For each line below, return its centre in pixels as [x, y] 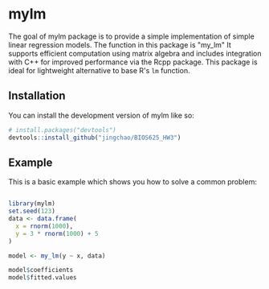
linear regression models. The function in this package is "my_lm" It [120, 44]
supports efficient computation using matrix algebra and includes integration [135, 53]
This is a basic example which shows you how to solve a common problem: [132, 182]
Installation [37, 96]
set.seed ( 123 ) [32, 211]
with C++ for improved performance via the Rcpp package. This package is [133, 62]
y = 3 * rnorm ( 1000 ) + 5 [57, 233]
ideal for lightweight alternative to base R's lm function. [99, 70]
